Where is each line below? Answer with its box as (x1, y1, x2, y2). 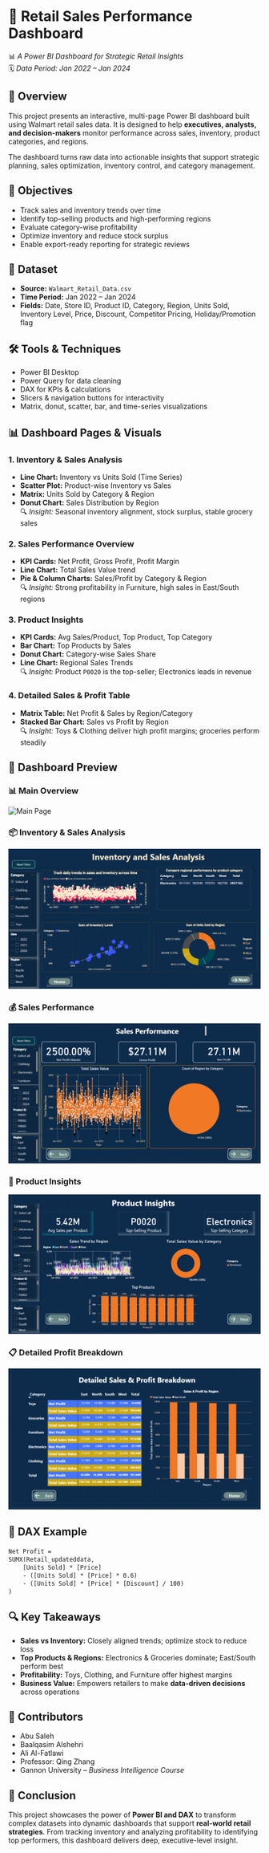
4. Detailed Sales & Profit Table (8, 690, 130, 701)
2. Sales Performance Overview (8, 538, 134, 549)
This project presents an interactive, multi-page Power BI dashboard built (8, 111, 250, 120)
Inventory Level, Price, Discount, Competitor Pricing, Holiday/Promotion (19, 309, 256, 319)
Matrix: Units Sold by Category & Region (19, 489, 155, 498)
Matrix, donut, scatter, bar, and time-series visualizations (19, 401, 208, 412)
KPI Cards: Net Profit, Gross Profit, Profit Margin (19, 557, 180, 567)
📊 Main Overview (8, 786, 78, 797)
